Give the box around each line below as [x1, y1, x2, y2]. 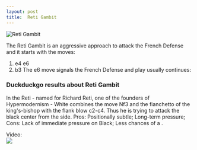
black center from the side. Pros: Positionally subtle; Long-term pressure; [6, 113, 186, 120]
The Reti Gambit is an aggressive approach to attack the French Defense [6, 42, 184, 49]
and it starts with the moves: [6, 48, 75, 55]
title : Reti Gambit [6, 14, 58, 20]
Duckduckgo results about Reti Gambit [6, 81, 120, 89]
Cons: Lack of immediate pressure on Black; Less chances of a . [6, 119, 163, 126]
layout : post [6, 8, 39, 15]
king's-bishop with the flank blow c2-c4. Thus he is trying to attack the [6, 107, 180, 114]
